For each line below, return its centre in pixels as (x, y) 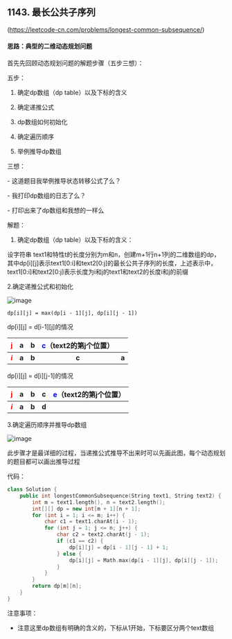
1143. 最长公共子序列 (51, 12)
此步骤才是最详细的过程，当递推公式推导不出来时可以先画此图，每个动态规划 (116, 453)
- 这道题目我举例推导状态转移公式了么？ (64, 181)
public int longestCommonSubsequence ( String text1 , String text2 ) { (121, 496)
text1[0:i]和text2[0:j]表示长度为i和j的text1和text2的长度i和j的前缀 (98, 272)
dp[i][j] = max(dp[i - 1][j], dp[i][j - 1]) (72, 313)
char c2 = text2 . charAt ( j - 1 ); (103, 535)
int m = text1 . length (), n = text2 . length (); (99, 502)
